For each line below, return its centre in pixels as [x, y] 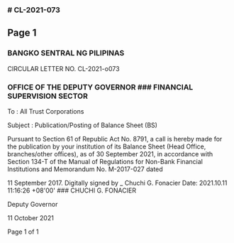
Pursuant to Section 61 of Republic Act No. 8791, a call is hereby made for [115, 139]
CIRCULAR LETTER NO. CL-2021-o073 [63, 68]
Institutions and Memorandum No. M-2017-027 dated [85, 169]
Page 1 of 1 [23, 232]
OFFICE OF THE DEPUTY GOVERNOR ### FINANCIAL [100, 87]
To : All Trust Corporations [46, 111]
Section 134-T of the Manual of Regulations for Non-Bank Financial [105, 161]
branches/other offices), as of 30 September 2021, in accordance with [110, 153]
